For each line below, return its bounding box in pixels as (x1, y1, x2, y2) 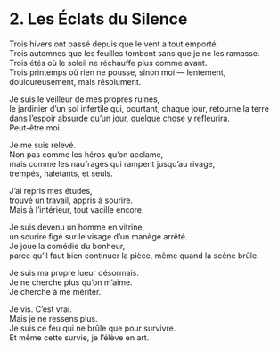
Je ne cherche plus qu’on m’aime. (9, 277, 133, 288)
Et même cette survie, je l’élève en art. (9, 331, 150, 343)
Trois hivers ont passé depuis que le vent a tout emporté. (9, 38, 219, 49)
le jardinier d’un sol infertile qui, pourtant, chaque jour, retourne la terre (9, 103, 270, 113)
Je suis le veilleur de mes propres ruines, (9, 94, 160, 105)
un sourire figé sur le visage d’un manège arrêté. (9, 230, 188, 241)
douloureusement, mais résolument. (9, 76, 142, 87)
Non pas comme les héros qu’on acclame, (9, 148, 164, 160)
